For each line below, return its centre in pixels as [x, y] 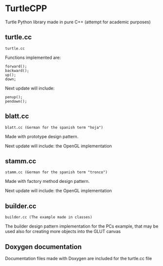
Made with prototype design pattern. [42, 136]
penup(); [14, 97]
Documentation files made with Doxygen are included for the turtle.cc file [79, 258]
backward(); [17, 71]
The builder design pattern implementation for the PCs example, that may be [82, 226]
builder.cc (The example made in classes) [49, 217]
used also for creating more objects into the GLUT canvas [63, 231]
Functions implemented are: [33, 57]
